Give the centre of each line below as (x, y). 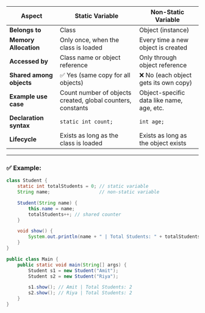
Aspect (32, 16)
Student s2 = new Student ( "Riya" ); (74, 276)
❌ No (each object (166, 75)
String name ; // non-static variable (88, 192)
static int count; (87, 122)
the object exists (163, 143)
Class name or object (90, 57)
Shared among (31, 75)
